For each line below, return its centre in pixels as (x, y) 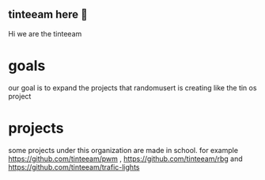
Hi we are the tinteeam (45, 33)
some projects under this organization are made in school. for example (123, 150)
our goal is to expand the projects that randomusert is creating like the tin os (132, 87)
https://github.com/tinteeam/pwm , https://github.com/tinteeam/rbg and (125, 159)
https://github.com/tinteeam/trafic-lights (74, 167)
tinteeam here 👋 (48, 15)
